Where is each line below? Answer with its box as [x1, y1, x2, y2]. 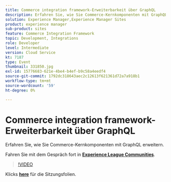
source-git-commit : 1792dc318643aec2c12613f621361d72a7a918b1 [5, 74, 140, 79]
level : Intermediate [5, 45, 49, 50]
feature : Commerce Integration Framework [5, 31, 95, 36]
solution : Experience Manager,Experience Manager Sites [5, 17, 126, 22]
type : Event [5, 59, 31, 65]
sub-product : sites [5, 26, 47, 32]
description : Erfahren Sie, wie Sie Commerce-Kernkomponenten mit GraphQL [5, 12, 167, 17]
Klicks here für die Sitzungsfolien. [5, 171, 76, 177]
